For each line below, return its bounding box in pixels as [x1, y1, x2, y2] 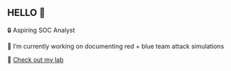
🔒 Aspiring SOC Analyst [7, 26, 76, 34]
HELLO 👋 [7, 7, 45, 19]
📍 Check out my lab [7, 55, 64, 63]
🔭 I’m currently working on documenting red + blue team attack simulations [7, 42, 225, 50]
